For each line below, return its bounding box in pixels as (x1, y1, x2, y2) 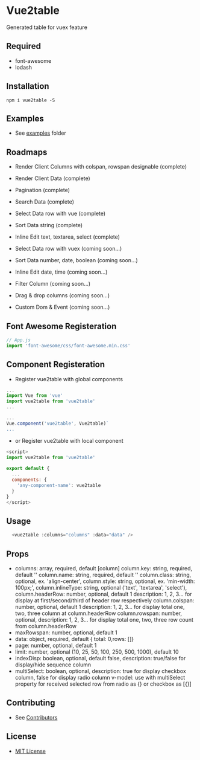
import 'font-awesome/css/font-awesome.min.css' (6, 343, 131, 349)
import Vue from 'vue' (6, 393, 63, 399)
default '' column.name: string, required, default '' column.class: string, (14, 571, 192, 578)
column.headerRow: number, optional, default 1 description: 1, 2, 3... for (14, 590, 192, 597)
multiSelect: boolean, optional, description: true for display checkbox (14, 667, 187, 674)
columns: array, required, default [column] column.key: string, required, (14, 564, 193, 572)
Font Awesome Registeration (6, 321, 117, 331)
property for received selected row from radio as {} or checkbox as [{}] (14, 680, 192, 688)
